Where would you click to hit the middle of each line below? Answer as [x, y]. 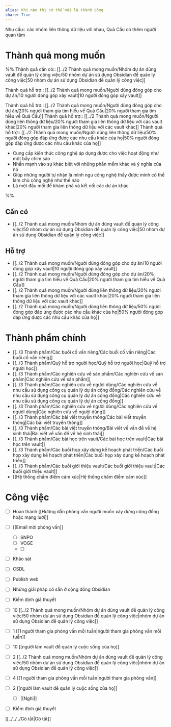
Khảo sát [22, 559]
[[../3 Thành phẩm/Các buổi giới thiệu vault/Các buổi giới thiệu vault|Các [89, 466]
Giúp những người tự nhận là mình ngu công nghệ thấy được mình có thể [89, 175]
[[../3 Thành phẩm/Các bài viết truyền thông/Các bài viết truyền [79, 417]
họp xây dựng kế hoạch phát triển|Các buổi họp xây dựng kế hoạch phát [89, 455]
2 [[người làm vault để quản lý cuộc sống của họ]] [65, 688]
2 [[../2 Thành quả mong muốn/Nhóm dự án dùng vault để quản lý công [88, 657]
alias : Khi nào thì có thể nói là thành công [54, 10]
